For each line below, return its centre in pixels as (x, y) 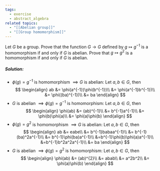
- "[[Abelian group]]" (32, 28)
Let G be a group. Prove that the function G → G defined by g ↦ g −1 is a (77, 46)
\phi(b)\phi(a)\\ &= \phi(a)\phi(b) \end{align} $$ (85, 116)
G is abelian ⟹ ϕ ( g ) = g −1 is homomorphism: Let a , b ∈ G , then (76, 103)
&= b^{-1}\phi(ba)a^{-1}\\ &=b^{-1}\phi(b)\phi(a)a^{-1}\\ (99, 137)
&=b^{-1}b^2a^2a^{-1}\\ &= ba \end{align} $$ (85, 142)
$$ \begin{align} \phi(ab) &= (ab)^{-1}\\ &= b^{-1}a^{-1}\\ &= (85, 111)
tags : (10, 9)
